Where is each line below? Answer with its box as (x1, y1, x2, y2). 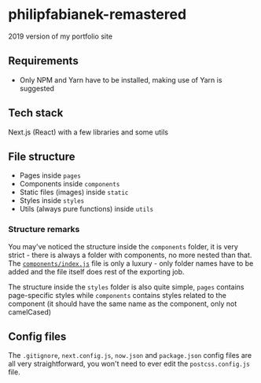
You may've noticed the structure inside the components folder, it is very (8, 241, 238, 251)
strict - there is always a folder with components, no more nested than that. (8, 250, 252, 260)
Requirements (8, 54, 79, 68)
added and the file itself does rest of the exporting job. (8, 267, 185, 276)
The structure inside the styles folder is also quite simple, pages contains (8, 282, 244, 292)
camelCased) (8, 307, 52, 316)
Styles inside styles (19, 196, 85, 205)
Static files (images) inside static (19, 187, 129, 197)
